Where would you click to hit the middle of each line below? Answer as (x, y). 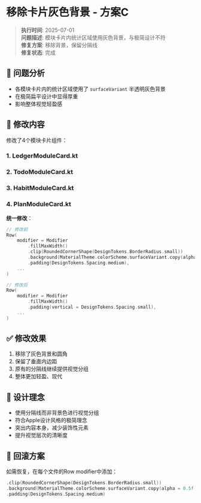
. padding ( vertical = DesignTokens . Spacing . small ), (92, 307)
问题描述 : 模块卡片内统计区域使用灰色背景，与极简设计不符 (93, 37)
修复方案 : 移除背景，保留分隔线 (59, 45)
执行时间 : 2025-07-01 (48, 30)
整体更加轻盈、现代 (39, 377)
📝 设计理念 (25, 397)
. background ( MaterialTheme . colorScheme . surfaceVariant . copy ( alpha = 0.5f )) (103, 488)
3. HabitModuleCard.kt (40, 188)
